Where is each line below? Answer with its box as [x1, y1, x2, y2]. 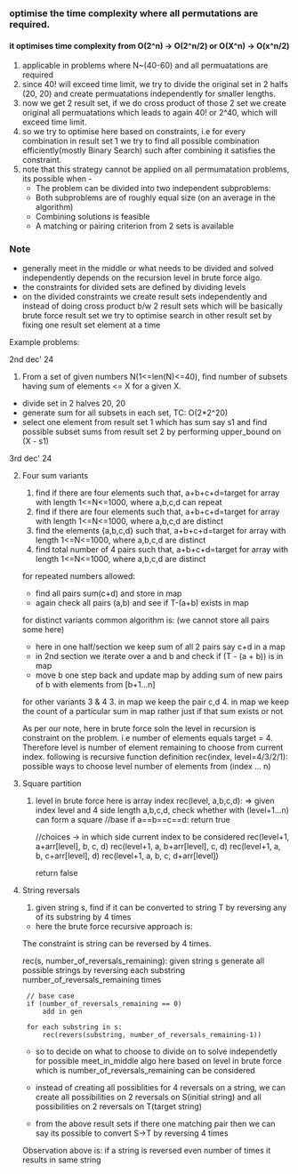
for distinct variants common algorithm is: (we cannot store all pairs [21, 615, 270, 625]
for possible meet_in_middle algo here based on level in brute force [35, 1056, 282, 1066]
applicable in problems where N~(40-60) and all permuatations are [21, 60, 269, 71]
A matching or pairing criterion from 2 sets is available [35, 221, 234, 231]
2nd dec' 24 [9, 354, 54, 365]
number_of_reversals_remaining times [21, 975, 162, 985]
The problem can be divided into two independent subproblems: [35, 183, 271, 194]
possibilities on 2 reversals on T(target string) [35, 1101, 203, 1112]
